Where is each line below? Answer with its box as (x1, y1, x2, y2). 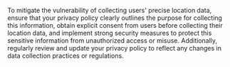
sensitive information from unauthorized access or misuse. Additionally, (7, 36, 218, 45)
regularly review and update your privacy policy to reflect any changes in (7, 44, 222, 52)
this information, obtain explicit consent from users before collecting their (7, 21, 223, 29)
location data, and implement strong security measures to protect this (7, 29, 212, 37)
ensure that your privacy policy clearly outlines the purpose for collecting (7, 14, 223, 22)
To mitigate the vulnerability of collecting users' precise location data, (7, 6, 212, 14)
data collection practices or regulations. (7, 51, 124, 60)
